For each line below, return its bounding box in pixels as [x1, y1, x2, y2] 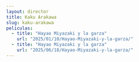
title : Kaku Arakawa [6, 14, 57, 20]
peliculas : [6, 25, 33, 31]
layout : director [6, 8, 49, 15]
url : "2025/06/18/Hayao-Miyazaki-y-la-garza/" [17, 47, 134, 53]
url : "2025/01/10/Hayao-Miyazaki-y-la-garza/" [17, 36, 134, 42]
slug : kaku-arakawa [6, 19, 54, 25]
